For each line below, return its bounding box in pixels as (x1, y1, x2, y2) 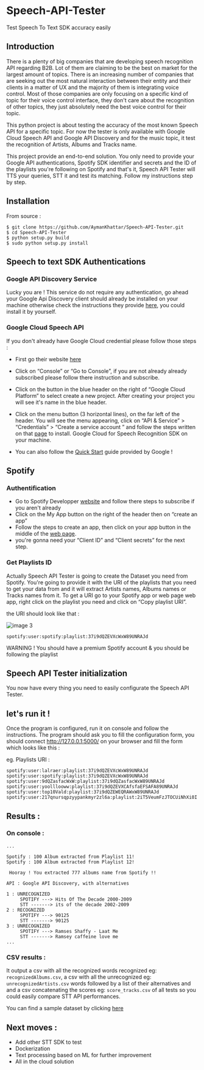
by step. (6, 178, 27, 186)
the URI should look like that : (6, 610, 80, 617)
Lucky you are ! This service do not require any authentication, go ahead (6, 289, 189, 296)
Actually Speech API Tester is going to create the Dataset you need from (6, 572, 188, 579)
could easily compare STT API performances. (6, 993, 121, 1000)
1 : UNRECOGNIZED (6, 891, 51, 897)
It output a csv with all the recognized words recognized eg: (6, 967, 157, 974)
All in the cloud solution (15, 1058, 74, 1065)
